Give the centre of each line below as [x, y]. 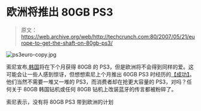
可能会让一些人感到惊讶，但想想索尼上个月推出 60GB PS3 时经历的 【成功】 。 [100, 74]
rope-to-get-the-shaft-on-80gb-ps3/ [67, 43]
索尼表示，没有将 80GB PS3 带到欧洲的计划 [60, 101]
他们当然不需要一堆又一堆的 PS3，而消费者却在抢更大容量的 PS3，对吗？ [97, 82]
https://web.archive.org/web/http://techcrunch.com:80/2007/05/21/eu [108, 36]
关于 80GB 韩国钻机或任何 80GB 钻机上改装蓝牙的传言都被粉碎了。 [94, 89]
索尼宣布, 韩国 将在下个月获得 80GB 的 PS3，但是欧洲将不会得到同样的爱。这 [100, 67]
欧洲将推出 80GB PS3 [60, 12]
